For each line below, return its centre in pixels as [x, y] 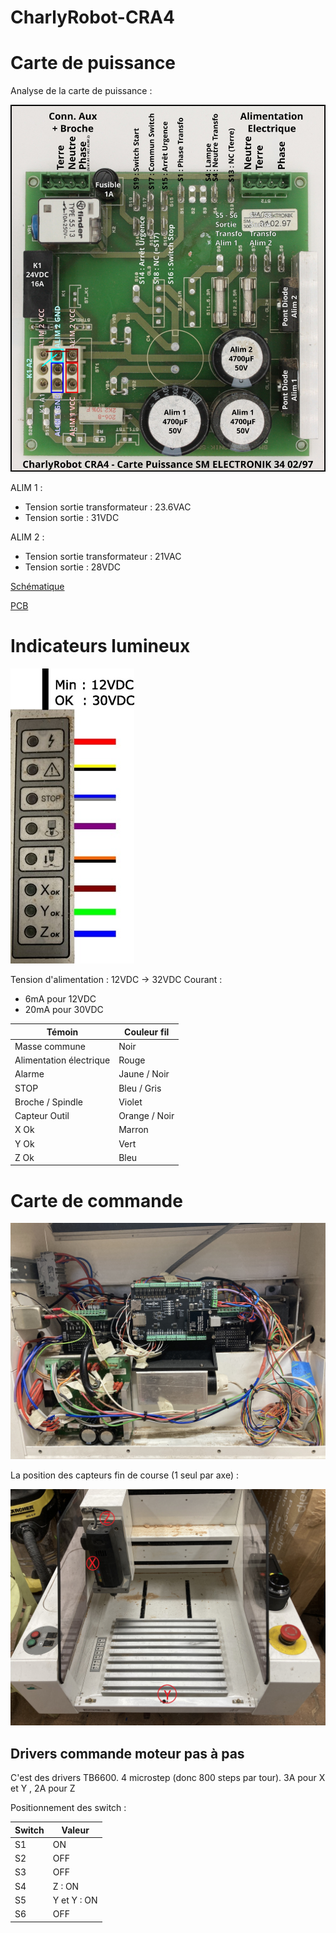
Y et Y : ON [75, 1900]
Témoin [62, 1032]
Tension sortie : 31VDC [72, 518]
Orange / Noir [146, 1116]
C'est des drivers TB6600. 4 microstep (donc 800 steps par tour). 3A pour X [168, 1778]
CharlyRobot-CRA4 [92, 17]
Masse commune [50, 1046]
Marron [133, 1130]
